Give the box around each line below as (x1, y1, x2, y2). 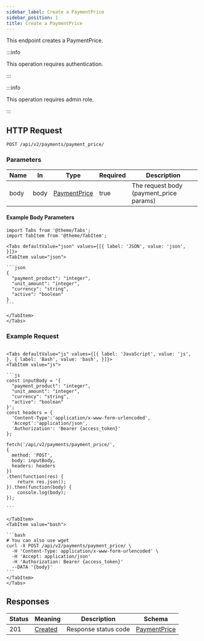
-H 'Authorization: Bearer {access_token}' (12, 558, 123, 565)
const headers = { (6, 409, 53, 416)
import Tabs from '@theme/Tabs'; (6, 227, 91, 233)
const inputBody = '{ (6, 377, 61, 384)
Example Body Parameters (6, 214, 75, 221)
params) (131, 197, 156, 205)
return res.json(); (17, 478, 67, 485)
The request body (131, 181, 183, 190)
